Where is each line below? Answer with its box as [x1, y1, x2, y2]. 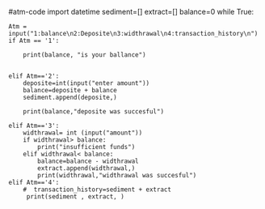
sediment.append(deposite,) [23, 93, 117, 101]
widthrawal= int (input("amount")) [23, 129, 143, 137]
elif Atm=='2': [8, 72, 60, 80]
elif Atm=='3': [8, 122, 60, 130]
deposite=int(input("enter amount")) [23, 79, 150, 87]
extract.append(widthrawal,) [37, 164, 136, 173]
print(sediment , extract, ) [26, 193, 125, 201]
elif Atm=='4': [8, 178, 60, 186]
